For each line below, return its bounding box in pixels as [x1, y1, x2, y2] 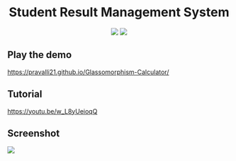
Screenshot [7, 127, 60, 139]
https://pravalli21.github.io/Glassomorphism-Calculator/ [7, 68, 169, 76]
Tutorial [7, 88, 43, 100]
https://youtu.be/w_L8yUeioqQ [7, 107, 98, 115]
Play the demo [7, 49, 72, 61]
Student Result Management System [9, 4, 230, 20]
